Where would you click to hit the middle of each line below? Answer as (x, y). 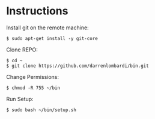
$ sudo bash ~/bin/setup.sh (41, 110)
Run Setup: (20, 99)
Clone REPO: (22, 50)
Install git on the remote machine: (47, 28)
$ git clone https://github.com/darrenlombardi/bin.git (77, 66)
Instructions (37, 11)
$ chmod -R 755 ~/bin (33, 88)
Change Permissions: (32, 77)
